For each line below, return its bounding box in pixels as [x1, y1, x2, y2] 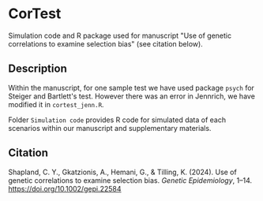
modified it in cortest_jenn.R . [8, 99, 104, 109]
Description [8, 62, 67, 76]
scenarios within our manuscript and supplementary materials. [8, 123, 212, 132]
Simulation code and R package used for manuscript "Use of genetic [8, 31, 231, 40]
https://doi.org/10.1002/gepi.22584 [8, 184, 122, 193]
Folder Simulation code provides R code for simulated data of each [8, 115, 227, 125]
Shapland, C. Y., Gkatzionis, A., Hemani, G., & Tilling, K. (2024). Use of [8, 167, 237, 177]
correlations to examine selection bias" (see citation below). [8, 39, 203, 48]
